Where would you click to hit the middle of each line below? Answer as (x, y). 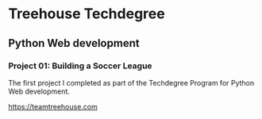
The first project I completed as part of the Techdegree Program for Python (131, 83)
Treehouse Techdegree (87, 14)
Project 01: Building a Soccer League (80, 66)
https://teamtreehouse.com (53, 106)
